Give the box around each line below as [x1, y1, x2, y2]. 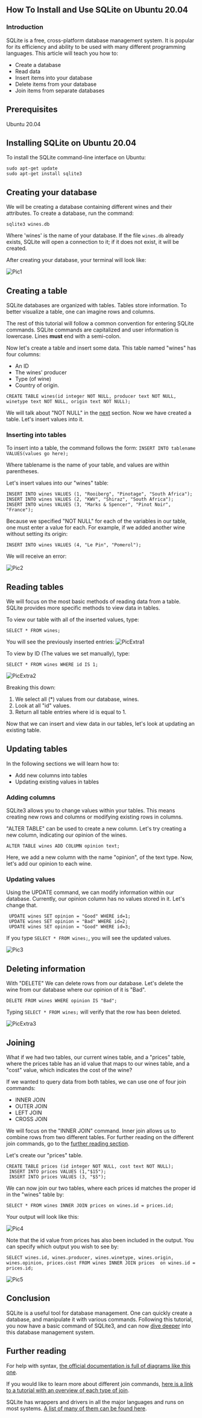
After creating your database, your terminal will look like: [6, 257, 147, 264]
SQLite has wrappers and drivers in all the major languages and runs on [6, 1398, 184, 1405]
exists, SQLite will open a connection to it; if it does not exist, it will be [6, 238, 179, 246]
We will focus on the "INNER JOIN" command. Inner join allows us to [6, 1127, 176, 1134]
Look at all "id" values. [14, 702, 71, 709]
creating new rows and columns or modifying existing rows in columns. [6, 813, 183, 820]
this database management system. [6, 1328, 95, 1336]
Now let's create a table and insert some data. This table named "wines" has [6, 344, 197, 351]
